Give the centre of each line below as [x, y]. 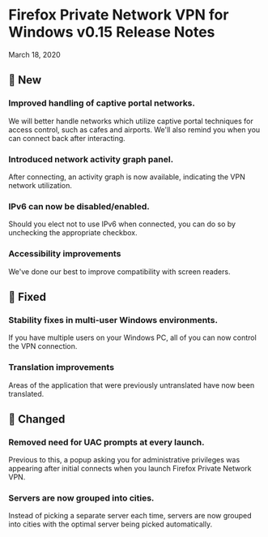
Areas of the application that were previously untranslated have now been [132, 385]
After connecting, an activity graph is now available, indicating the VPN [127, 177]
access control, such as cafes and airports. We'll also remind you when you [134, 129]
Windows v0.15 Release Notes [112, 32]
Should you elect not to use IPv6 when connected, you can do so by [122, 224]
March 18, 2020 [34, 54]
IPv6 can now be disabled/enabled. [79, 206]
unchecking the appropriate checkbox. [73, 233]
